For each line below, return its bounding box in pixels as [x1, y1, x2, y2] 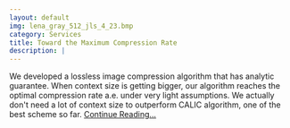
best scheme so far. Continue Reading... [9, 109, 157, 120]
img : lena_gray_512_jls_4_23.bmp [9, 21, 134, 30]
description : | [9, 47, 66, 55]
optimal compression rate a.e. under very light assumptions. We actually [9, 90, 275, 101]
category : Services [9, 30, 82, 38]
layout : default [9, 13, 70, 22]
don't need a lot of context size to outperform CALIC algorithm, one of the [9, 99, 281, 110]
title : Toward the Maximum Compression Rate [9, 38, 178, 47]
